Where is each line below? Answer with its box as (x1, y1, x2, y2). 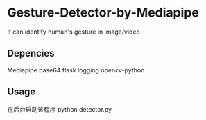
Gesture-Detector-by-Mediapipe (7, 5, 200, 21)
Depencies (7, 48, 55, 59)
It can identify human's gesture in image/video (7, 28, 140, 36)
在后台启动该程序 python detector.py (7, 105, 112, 113)
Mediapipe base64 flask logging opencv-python (7, 66, 145, 74)
